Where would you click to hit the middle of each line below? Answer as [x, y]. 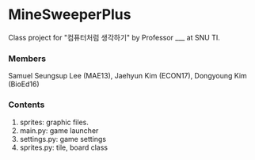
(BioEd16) [24, 84]
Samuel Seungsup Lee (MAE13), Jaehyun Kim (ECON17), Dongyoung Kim [127, 76]
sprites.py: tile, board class [64, 147]
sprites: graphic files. [54, 122]
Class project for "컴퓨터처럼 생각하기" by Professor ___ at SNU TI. [114, 37]
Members [27, 59]
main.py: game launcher [59, 130]
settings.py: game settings [63, 139]
